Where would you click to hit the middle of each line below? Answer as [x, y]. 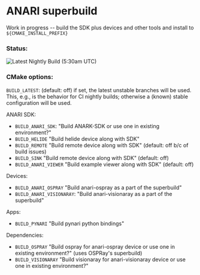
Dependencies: [25, 235]
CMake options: [30, 77]
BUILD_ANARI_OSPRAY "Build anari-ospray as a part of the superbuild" [98, 188]
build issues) [31, 152]
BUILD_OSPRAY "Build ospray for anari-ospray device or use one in [95, 246]
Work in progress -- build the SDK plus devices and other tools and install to [100, 28]
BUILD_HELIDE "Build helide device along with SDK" [77, 138]
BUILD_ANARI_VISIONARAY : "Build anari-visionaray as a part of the [93, 194]
